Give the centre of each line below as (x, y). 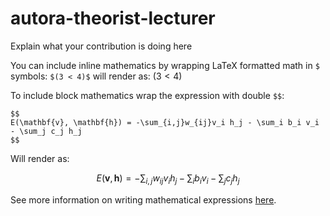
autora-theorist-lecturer (113, 18)
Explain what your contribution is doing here (101, 46)
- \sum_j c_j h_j (46, 131)
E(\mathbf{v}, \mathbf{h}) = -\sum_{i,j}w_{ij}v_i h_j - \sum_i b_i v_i (165, 122)
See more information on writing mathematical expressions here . (143, 199)
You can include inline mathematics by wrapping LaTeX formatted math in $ (165, 65)
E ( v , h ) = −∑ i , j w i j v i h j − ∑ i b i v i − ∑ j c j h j (168, 179)
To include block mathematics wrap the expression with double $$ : (147, 95)
